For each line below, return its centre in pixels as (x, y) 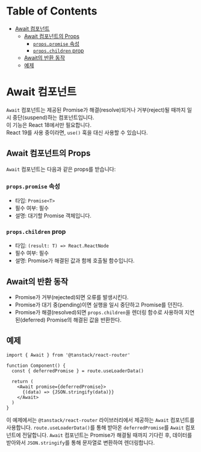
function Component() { (36, 366)
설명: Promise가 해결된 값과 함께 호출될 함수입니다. (75, 260)
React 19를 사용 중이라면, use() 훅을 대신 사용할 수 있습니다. (77, 132)
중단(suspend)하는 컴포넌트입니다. (53, 117)
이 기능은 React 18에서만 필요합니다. (49, 124)
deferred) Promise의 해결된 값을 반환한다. (72, 320)
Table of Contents (52, 11)
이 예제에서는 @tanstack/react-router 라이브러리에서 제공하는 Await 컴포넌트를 (100, 420)
